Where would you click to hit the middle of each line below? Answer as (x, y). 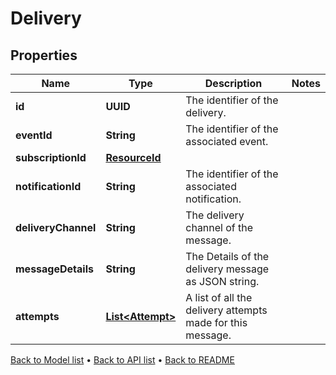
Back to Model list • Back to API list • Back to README (122, 360)
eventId (34, 135)
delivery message (227, 269)
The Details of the (227, 256)
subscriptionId (51, 157)
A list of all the (219, 297)
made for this (216, 322)
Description (233, 83)
